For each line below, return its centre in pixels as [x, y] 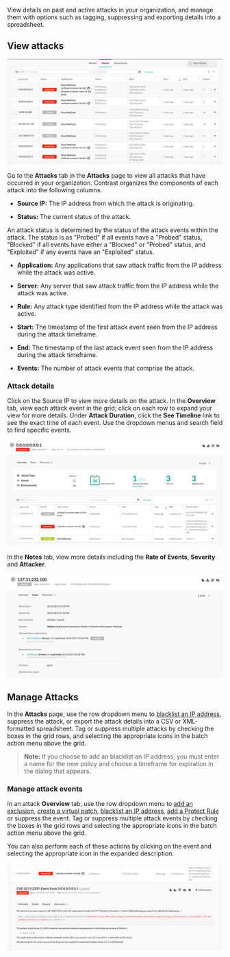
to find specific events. [39, 430]
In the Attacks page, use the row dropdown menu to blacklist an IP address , [114, 714]
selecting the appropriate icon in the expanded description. [91, 853]
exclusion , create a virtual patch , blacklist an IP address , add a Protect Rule [113, 811]
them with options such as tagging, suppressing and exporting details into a [114, 17]
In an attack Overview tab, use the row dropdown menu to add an [100, 804]
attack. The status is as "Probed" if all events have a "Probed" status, [105, 237]
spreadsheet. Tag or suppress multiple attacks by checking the [125, 728]
